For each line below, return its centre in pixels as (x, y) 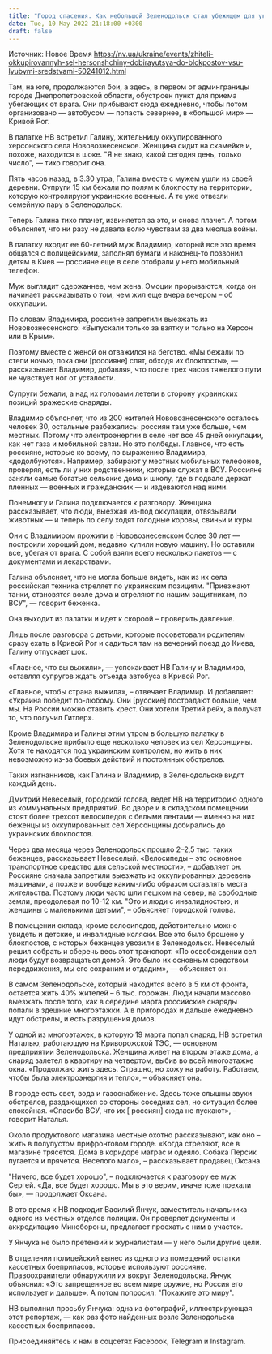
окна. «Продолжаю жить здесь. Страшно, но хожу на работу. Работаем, (134, 1069)
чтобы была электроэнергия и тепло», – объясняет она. (105, 1078)
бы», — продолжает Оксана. (58, 1194)
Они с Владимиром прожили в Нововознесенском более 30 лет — (124, 535)
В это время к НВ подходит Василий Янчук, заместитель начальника (128, 1210)
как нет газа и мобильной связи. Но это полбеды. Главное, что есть (126, 444)
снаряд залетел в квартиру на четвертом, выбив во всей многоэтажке (131, 1060)
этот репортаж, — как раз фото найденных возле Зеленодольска (121, 1317)
